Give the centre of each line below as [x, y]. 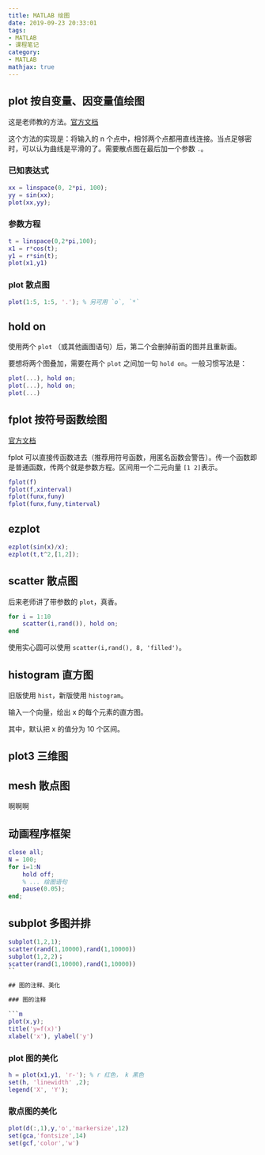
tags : [17, 30]
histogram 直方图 [51, 675]
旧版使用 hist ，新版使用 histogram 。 [68, 695]
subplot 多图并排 [49, 923]
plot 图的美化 [33, 1058]
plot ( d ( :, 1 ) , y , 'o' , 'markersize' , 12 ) [68, 1128]
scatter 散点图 [43, 581]
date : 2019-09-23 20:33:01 [53, 23]
